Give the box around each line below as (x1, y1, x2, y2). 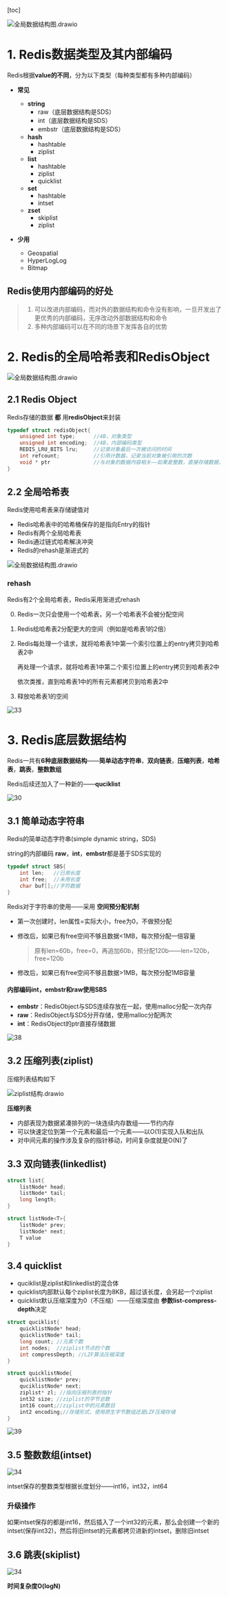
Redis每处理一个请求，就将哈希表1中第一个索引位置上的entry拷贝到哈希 (17, 639, 220, 648)
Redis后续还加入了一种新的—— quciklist (7, 779, 121, 788)
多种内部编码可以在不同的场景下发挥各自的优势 (34, 322, 167, 330)
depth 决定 (17, 1305, 47, 1314)
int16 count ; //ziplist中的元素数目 (19, 1402, 116, 1409)
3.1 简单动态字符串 (7, 815, 85, 827)
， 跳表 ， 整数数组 (13, 765, 62, 773)
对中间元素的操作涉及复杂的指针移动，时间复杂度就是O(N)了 (17, 1136, 188, 1144)
